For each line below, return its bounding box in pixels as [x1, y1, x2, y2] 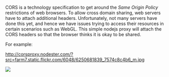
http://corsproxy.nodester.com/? [5, 51, 74, 57]
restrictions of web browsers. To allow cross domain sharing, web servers [5, 10, 161, 16]
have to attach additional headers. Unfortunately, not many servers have [5, 15, 157, 21]
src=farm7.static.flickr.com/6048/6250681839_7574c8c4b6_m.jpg [5, 57, 144, 63]
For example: [5, 41, 33, 47]
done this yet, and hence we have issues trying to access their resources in [5, 20, 164, 27]
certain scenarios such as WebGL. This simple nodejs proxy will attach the [5, 26, 162, 32]
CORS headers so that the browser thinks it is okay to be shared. [5, 32, 141, 37]
